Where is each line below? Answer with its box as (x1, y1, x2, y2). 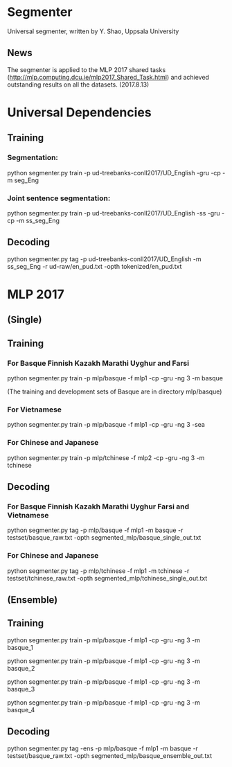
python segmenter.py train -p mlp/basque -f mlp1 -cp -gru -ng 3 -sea (7, 421, 206, 429)
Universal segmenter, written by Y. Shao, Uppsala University (7, 27, 179, 35)
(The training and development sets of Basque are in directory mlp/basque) (7, 387, 222, 396)
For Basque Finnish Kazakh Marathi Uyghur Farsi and (7, 502, 189, 511)
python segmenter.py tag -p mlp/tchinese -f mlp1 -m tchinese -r (7, 566, 190, 575)
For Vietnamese (7, 405, 62, 414)
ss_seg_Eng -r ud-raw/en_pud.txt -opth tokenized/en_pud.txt (7, 262, 182, 270)
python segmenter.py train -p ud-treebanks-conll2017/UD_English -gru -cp (7, 168, 222, 177)
